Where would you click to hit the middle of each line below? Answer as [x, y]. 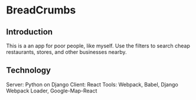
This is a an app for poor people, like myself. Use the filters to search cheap [98, 46]
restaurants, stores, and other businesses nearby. [66, 52]
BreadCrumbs [41, 10]
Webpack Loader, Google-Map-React [52, 91]
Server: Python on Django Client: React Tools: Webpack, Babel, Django [92, 84]
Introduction [30, 32]
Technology [29, 70]
